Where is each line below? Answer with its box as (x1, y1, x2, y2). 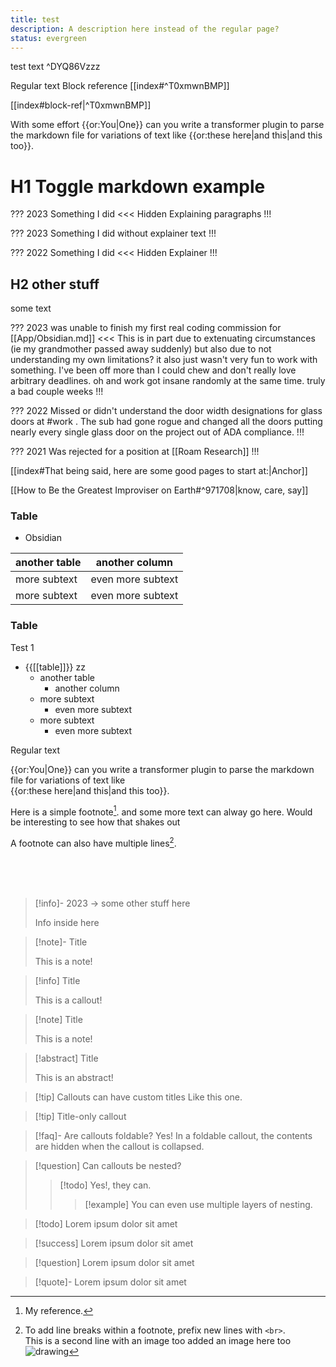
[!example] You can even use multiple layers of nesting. (84, 1199, 313, 1211)
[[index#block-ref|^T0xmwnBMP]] (10, 99, 152, 111)
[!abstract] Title (34, 1052, 99, 1065)
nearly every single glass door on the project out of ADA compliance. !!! (10, 426, 305, 438)
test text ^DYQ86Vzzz (10, 61, 101, 73)
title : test (10, 14, 60, 25)
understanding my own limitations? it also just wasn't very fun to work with (10, 354, 318, 366)
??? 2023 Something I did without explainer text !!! (10, 227, 217, 240)
